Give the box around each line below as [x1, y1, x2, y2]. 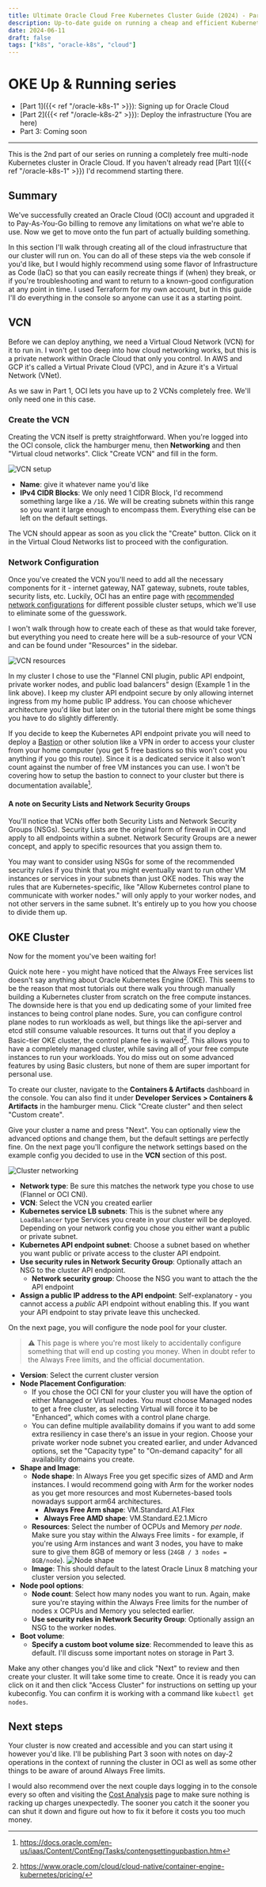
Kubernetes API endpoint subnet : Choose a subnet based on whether [19, 1240, 251, 1249]
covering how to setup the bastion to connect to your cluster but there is [8, 771, 245, 780]
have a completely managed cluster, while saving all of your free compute [8, 1043, 249, 1054]
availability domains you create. [31, 1454, 135, 1464]
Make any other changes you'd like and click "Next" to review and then [8, 1663, 240, 1672]
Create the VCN [8, 414, 70, 425]
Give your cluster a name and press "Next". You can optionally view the [8, 1125, 241, 1134]
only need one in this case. [8, 394, 97, 404]
